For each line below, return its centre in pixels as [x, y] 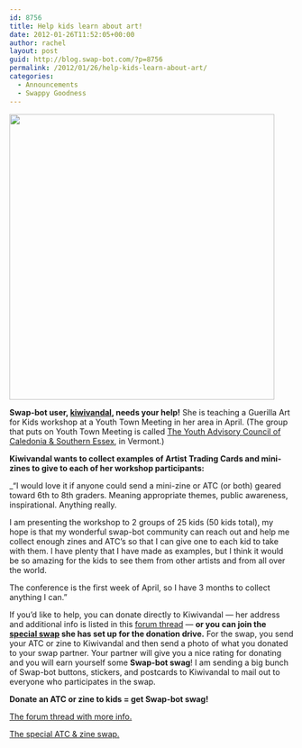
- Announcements [48, 85]
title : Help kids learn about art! [76, 26]
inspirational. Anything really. [63, 505]
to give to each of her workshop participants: [118, 468]
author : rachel [38, 43]
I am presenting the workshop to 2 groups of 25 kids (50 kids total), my [142, 522]
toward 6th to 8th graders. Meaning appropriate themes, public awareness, [149, 495]
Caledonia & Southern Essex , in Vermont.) [87, 441]
